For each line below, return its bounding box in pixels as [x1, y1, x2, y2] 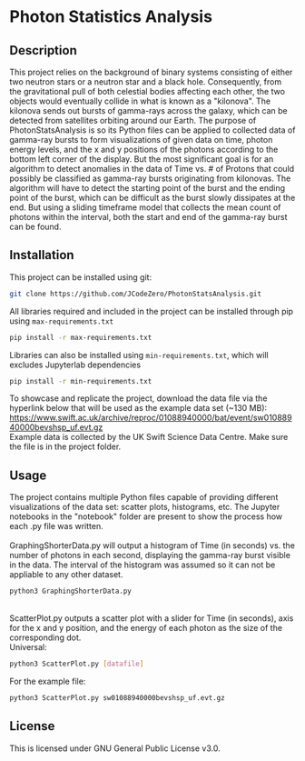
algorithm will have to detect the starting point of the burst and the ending [9, 183, 286, 193]
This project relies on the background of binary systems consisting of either [9, 66, 293, 77]
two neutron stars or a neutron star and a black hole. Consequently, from [9, 76, 282, 87]
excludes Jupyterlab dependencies [9, 359, 142, 370]
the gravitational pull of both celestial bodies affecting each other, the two [9, 86, 286, 96]
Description [9, 43, 77, 58]
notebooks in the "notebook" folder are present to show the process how [9, 511, 283, 522]
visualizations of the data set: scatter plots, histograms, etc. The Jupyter [9, 502, 280, 513]
